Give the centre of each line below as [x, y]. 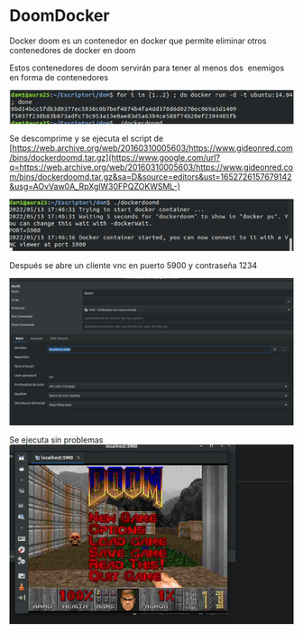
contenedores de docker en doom [73, 50]
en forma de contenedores [59, 77]
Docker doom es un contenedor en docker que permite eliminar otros [138, 41]
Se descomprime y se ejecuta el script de [87, 138]
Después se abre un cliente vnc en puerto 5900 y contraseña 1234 [133, 265]
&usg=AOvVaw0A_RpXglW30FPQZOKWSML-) [95, 186]
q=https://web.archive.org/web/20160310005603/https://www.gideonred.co [151, 167]
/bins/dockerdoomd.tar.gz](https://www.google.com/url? [115, 157]
